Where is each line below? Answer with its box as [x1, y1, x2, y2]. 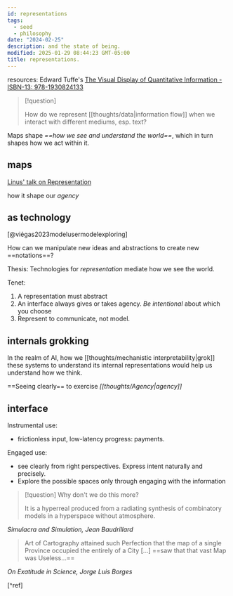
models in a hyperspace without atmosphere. [24, 512, 156, 520]
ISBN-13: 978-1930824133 [7, 82, 84, 91]
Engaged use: [7, 448, 48, 457]
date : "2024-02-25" [7, 37, 65, 44]
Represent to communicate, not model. [17, 314, 131, 323]
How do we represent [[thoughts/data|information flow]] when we [24, 110, 215, 118]
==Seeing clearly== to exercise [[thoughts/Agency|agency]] [7, 382, 182, 391]
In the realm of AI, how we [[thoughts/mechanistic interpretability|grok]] [7, 354, 215, 362]
